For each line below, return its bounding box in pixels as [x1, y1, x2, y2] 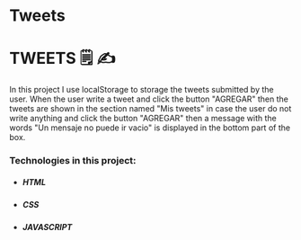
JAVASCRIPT [22, 222, 73, 233]
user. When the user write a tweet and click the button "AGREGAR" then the [9, 93, 289, 104]
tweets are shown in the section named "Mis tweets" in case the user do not [9, 103, 292, 114]
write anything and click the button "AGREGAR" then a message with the [9, 113, 277, 124]
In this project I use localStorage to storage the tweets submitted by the [9, 84, 274, 95]
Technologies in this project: [9, 155, 137, 167]
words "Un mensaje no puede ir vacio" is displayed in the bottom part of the [9, 122, 290, 133]
